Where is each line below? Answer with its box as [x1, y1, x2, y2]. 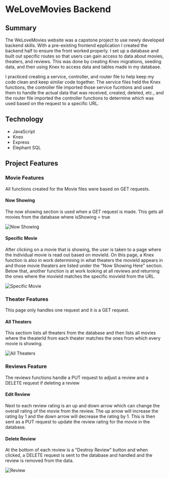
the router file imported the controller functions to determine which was [5, 95, 154, 101]
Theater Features [5, 295, 49, 302]
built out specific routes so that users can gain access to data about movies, [5, 53, 164, 59]
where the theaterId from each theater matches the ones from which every [5, 335, 161, 341]
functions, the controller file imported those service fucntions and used [5, 84, 153, 90]
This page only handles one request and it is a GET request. [5, 307, 130, 313]
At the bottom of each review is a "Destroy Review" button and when [5, 447, 148, 453]
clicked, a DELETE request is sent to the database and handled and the [5, 452, 153, 458]
